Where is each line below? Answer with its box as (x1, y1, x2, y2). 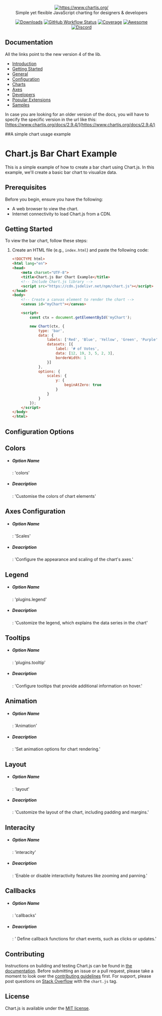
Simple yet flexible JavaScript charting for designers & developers (15, 10, 148, 16)
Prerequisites (5, 184, 47, 192)
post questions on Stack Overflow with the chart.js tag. (5, 978, 117, 984)
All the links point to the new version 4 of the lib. (5, 51, 102, 57)
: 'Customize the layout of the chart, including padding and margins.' (12, 809, 149, 815)
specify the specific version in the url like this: (5, 117, 97, 122)
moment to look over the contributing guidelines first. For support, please (5, 973, 151, 979)
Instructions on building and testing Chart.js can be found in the (5, 963, 132, 968)
